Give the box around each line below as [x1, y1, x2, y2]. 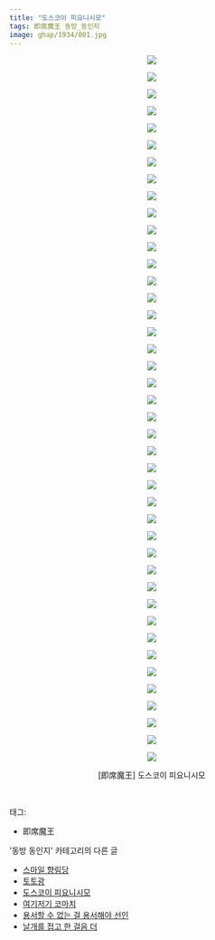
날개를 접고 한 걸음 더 [22, 921, 98, 932]
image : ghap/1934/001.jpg [9, 30, 107, 39]
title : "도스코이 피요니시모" [9, 13, 107, 23]
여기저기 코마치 [22, 898, 77, 909]
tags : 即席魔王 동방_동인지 [9, 22, 100, 31]
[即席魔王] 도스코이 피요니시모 [98, 770, 206, 780]
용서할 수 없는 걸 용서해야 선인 [22, 910, 129, 921]
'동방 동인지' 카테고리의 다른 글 [9, 845, 118, 857]
